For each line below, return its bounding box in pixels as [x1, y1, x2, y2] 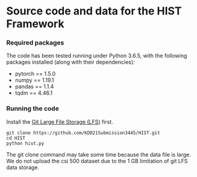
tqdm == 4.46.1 [14, 89, 53, 97]
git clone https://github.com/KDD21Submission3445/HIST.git [6, 129, 161, 136]
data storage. [6, 164, 40, 171]
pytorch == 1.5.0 [14, 70, 56, 78]
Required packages [6, 39, 64, 47]
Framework [6, 17, 64, 31]
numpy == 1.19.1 [14, 76, 54, 84]
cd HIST [6, 135, 26, 141]
